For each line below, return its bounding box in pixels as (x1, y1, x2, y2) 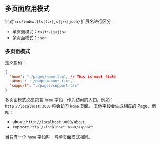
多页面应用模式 (5, 4, 50, 13)
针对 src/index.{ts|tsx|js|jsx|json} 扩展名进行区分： (5, 18, 115, 24)
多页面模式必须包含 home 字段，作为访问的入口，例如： (5, 97, 114, 103)
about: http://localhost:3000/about (12, 119, 85, 125)
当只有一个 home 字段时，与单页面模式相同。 (5, 134, 93, 140)
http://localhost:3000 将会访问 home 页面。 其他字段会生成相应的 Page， (5, 103, 152, 109)
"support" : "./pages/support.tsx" (9, 83, 79, 88)
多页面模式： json (12, 34, 47, 40)
